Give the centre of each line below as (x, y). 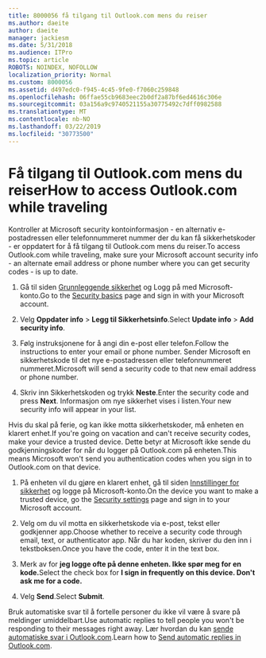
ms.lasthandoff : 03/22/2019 (55, 127)
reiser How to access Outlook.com (123, 190)
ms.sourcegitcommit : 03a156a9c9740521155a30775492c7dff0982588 (115, 104)
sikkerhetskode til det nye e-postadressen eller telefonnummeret (125, 360)
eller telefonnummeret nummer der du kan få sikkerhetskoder (155, 238)
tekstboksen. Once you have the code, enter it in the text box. (120, 548)
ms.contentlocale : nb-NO (49, 119)
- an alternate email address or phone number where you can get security (129, 263)
